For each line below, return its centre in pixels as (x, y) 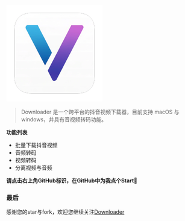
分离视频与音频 (33, 168)
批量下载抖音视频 (36, 145)
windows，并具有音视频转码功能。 (64, 119)
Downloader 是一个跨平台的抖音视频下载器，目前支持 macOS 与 (100, 112)
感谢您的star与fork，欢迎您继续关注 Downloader (65, 212)
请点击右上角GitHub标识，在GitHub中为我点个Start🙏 (72, 181)
